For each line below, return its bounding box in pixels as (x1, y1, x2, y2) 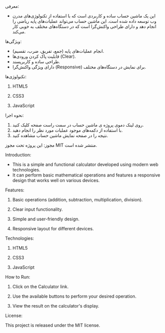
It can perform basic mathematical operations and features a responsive (12, 172, 161, 178)
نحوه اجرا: (5, 112, 24, 118)
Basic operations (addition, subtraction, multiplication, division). (12, 197, 143, 202)
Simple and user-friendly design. (12, 216, 80, 222)
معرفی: (5, 3, 19, 9)
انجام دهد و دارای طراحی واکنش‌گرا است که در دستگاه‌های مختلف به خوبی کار (12, 23, 157, 29)
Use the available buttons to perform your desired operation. (12, 293, 137, 299)
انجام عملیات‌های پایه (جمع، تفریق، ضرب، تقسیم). (12, 48, 104, 54)
